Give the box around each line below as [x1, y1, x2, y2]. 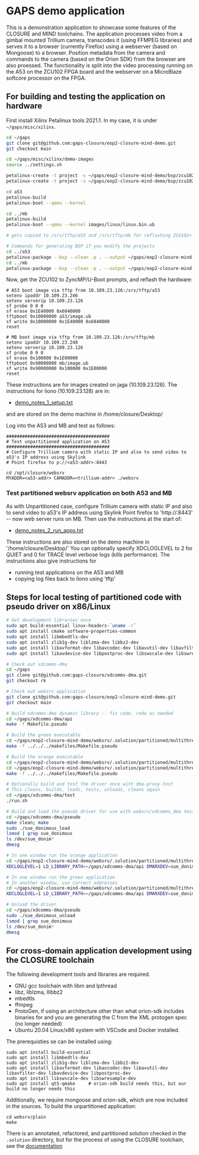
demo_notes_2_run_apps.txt [14, 526, 84, 533]
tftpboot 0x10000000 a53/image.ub [6, 313, 92, 319]
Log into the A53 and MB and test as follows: [6, 422, 115, 429]
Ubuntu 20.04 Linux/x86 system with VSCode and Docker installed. [14, 1027, 180, 1034]
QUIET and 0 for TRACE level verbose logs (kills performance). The [6, 551, 170, 558]
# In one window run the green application [6, 874, 115, 880]
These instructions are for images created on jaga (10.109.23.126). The [6, 381, 178, 388]
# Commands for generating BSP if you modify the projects [6, 243, 155, 249]
